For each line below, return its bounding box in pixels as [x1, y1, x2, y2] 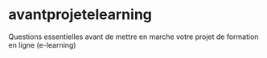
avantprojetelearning [8, 6, 153, 24]
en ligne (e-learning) [8, 40, 76, 49]
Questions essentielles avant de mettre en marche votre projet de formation [8, 32, 259, 41]
